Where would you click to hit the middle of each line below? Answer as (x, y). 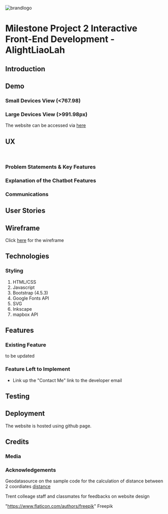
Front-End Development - (60, 39)
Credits (17, 442)
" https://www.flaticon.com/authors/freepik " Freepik (59, 506)
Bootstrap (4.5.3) (30, 292)
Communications (27, 194)
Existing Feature (26, 345)
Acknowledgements (31, 470)
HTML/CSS (24, 282)
